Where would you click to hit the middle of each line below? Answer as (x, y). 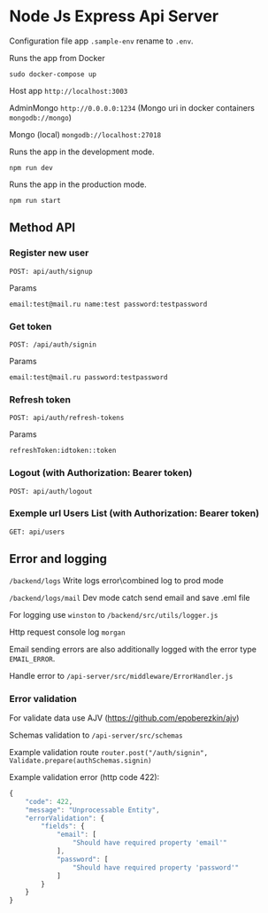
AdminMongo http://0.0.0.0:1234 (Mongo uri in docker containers (132, 107)
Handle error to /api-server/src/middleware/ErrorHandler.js (121, 675)
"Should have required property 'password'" (156, 867)
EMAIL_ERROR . (32, 659)
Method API (42, 228)
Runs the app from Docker (57, 58)
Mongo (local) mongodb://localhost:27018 (85, 134)
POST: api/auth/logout (51, 491)
